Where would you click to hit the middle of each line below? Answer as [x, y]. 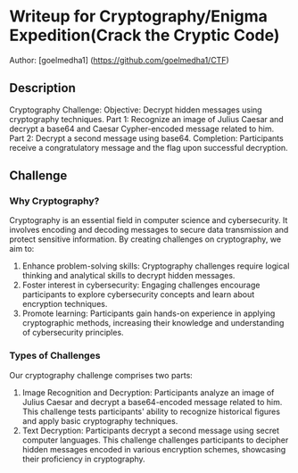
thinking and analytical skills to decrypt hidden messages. [128, 276]
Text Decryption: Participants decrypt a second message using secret [150, 430]
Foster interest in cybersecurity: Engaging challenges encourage [141, 285]
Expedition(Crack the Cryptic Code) [145, 35]
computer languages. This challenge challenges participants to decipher [155, 440]
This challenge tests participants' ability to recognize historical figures [151, 411]
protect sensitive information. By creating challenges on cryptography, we [145, 239]
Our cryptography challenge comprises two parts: [101, 375]
